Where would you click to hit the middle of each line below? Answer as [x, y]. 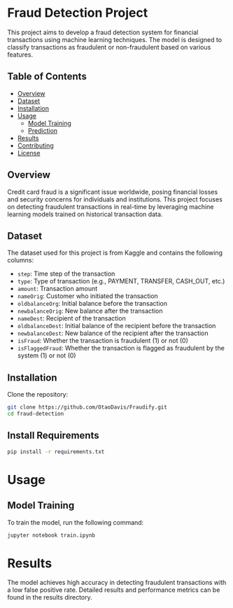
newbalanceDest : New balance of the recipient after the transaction [113, 333]
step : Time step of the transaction [66, 274]
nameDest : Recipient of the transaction [71, 318]
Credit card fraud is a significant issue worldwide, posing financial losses [113, 192]
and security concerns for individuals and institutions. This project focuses [115, 199]
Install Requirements [53, 436]
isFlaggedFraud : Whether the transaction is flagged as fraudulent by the [121, 348]
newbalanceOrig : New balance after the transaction [90, 311]
